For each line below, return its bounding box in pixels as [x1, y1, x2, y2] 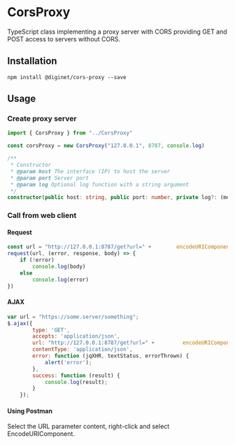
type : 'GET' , [32, 327, 71, 334]
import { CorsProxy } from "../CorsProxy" [7, 130, 133, 137]
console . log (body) [32, 263, 86, 271]
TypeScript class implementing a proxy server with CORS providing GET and [7, 27, 227, 36]
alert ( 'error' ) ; [44, 359, 92, 366]
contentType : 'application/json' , [32, 346, 133, 353]
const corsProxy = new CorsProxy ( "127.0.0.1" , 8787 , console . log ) [7, 142, 205, 149]
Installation [7, 55, 57, 67]
